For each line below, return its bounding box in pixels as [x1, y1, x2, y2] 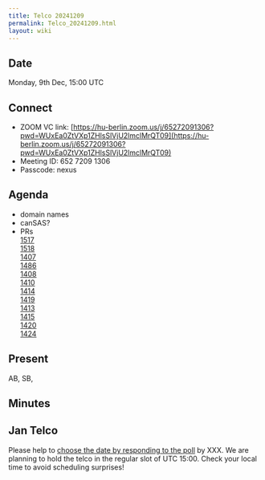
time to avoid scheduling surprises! [8, 462, 124, 472]
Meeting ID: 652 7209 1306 [19, 157, 111, 165]
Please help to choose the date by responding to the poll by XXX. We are [8, 445, 249, 454]
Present [8, 352, 49, 366]
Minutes [8, 397, 51, 410]
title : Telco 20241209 [8, 11, 84, 20]
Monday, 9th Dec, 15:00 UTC [8, 78, 104, 87]
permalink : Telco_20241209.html [8, 19, 116, 27]
